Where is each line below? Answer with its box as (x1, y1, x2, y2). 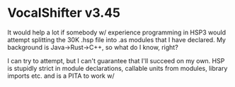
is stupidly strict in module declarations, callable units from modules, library (7, 64, 228, 72)
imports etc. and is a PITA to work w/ (7, 72, 115, 80)
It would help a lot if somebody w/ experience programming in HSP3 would (7, 28, 227, 36)
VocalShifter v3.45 (7, 5, 121, 21)
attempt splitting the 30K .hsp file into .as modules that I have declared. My (7, 35, 227, 43)
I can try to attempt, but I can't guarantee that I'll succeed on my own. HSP (7, 56, 225, 65)
